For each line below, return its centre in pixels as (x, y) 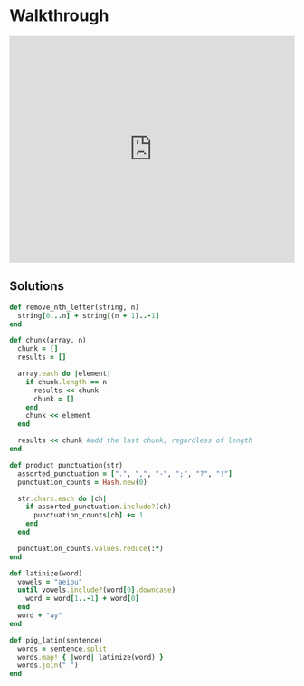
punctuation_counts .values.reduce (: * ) (91, 548)
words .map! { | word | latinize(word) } (91, 657)
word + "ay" (40, 615)
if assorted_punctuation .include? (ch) (99, 507)
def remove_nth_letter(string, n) (75, 307)
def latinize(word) (46, 573)
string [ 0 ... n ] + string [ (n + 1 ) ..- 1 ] (89, 315)
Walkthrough (59, 16)
